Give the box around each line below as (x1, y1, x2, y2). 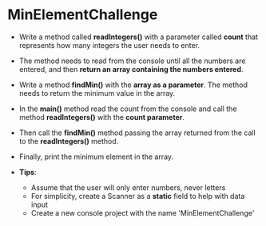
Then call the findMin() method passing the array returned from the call (18, 128, 256, 137)
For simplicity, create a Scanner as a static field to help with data (30, 191, 245, 200)
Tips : (18, 167, 37, 176)
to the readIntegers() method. (18, 136, 119, 145)
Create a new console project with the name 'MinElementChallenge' (30, 208, 255, 217)
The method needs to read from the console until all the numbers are (18, 56, 246, 65)
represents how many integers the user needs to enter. (18, 40, 200, 50)
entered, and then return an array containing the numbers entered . (18, 64, 244, 73)
